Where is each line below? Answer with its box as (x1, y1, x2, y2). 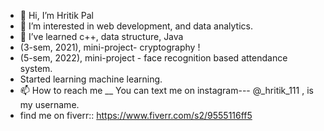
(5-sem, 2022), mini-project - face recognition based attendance (19, 52, 288, 64)
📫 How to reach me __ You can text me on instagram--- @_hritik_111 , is (19, 85, 314, 96)
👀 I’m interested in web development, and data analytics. (19, 20, 253, 32)
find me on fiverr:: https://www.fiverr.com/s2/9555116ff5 (19, 110, 253, 121)
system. (19, 63, 53, 74)
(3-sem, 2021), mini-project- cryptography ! (19, 41, 201, 53)
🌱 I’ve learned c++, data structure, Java (19, 31, 184, 42)
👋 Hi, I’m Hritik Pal (19, 10, 94, 21)
